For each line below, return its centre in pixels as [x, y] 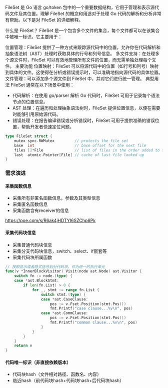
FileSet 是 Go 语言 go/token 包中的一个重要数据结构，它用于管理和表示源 [80, 7]
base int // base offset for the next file [80, 145]
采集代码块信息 [20, 232]
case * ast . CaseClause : [64, 299]
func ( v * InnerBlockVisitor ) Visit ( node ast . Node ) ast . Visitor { [73, 271]
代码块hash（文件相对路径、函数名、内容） [57, 374]
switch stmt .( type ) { [63, 294]
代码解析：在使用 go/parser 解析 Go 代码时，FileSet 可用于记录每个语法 [86, 95]
